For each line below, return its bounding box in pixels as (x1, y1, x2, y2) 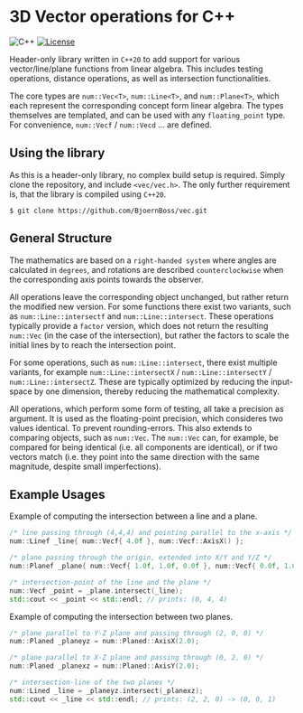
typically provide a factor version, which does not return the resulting (9, 320, 269, 331)
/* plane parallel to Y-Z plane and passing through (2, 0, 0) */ (9, 628, 264, 638)
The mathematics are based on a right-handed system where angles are (9, 255, 277, 266)
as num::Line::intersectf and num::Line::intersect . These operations (9, 310, 274, 322)
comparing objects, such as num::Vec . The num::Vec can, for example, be (9, 432, 280, 443)
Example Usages (9, 486, 106, 502)
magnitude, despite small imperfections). (9, 461, 161, 472)
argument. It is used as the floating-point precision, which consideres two (9, 413, 284, 424)
